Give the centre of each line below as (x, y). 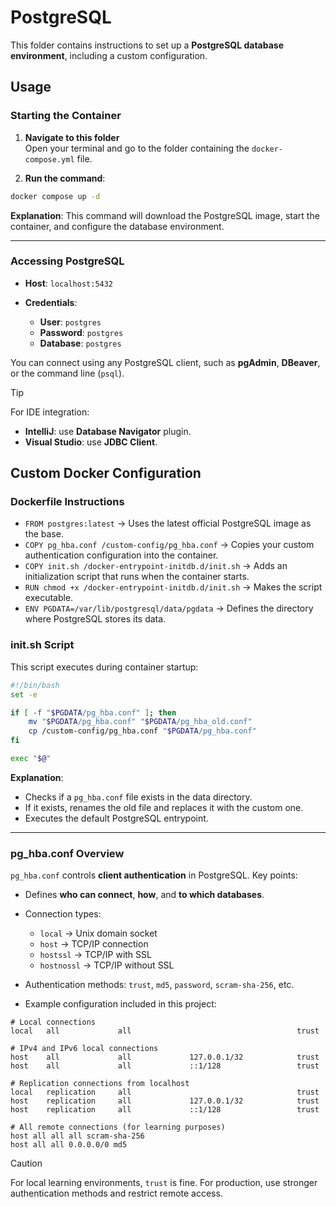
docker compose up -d (55, 196)
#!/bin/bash (35, 685)
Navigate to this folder (72, 137)
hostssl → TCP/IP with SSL (95, 955)
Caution (26, 1163)
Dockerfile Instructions (67, 502)
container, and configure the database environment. (117, 226)
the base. (44, 534)
